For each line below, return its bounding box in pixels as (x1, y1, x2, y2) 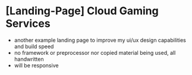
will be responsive (14, 61, 59, 69)
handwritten (14, 55, 44, 62)
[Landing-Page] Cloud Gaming (5, 4, 159, 18)
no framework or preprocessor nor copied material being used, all (14, 49, 176, 56)
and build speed (14, 43, 54, 50)
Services (5, 17, 51, 30)
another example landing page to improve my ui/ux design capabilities (14, 36, 187, 43)
